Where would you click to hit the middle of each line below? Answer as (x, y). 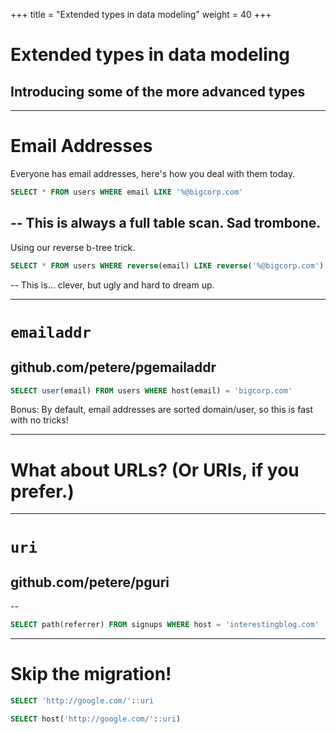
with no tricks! (39, 420)
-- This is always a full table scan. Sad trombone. (166, 223)
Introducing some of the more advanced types (158, 91)
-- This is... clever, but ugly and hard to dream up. (112, 285)
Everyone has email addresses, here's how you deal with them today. (153, 173)
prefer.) (42, 491)
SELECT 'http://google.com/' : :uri (82, 701)
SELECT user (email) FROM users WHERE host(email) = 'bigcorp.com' (151, 390)
